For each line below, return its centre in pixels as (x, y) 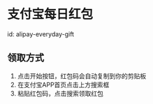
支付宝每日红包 (50, 14)
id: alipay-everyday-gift (41, 34)
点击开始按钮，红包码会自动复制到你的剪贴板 (82, 76)
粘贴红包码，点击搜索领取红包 (60, 93)
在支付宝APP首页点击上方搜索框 (63, 84)
